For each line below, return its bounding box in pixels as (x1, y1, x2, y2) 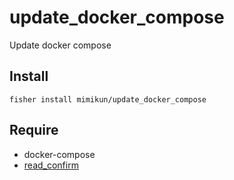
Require (9, 122, 59, 139)
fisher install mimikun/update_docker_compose (9, 94, 207, 105)
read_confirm (23, 159, 79, 171)
